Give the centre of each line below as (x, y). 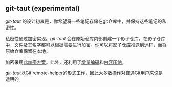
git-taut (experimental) (43, 8)
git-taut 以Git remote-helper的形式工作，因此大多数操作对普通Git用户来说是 (84, 73)
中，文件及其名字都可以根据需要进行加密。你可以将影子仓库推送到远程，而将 (86, 45)
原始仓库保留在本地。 (28, 51)
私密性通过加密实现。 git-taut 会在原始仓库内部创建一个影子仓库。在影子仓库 (85, 38)
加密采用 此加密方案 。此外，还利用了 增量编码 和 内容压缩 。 (66, 62)
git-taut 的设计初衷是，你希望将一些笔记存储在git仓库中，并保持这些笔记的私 (86, 21)
